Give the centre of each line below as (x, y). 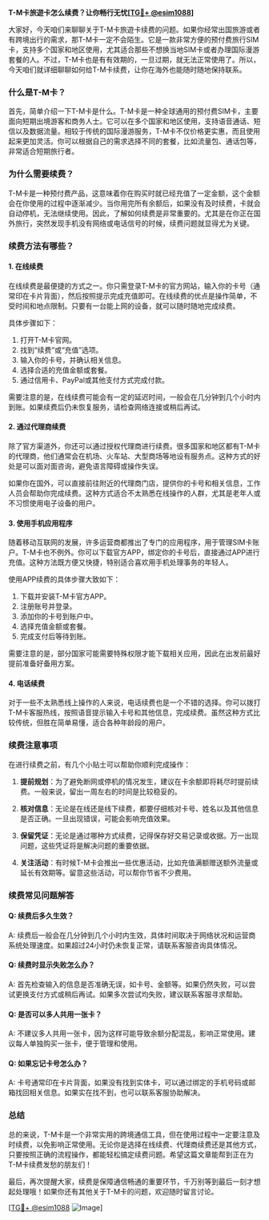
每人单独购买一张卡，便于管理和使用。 (78, 1044)
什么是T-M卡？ (37, 92)
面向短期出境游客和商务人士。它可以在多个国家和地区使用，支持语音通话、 (131, 121)
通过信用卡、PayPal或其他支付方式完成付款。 (94, 380)
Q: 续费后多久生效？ (41, 916)
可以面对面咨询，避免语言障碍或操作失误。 (92, 466)
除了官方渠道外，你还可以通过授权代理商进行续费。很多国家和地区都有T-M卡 (134, 446)
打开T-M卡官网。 (48, 340)
